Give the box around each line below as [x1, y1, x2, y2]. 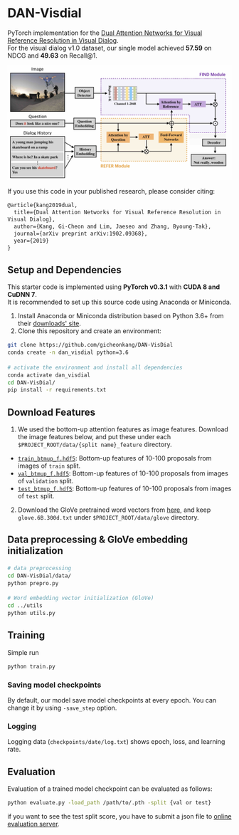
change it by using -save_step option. [7, 703, 117, 713]
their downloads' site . [17, 319, 82, 328]
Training [7, 629, 46, 641]
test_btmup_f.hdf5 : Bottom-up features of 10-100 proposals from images [17, 484, 232, 493]
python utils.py [7, 610, 55, 617]
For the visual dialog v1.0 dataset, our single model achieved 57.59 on [7, 43, 212, 52]
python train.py [7, 663, 55, 670]
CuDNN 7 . [7, 290, 38, 299]
